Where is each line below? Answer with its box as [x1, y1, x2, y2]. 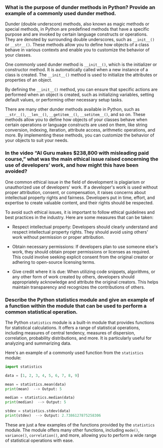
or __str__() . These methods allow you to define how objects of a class [5, 42, 149, 48]
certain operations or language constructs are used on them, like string [5, 122, 147, 128]
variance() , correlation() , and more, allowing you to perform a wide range [5, 432, 157, 438]
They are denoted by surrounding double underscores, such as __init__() [5, 37, 155, 42]
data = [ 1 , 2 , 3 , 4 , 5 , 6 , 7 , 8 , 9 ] [5, 373, 79, 378]
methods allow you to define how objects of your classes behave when [5, 117, 147, 123]
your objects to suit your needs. [5, 137, 69, 143]
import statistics [5, 364, 42, 369]
